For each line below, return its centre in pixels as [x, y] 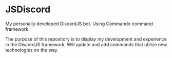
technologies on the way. [32, 50]
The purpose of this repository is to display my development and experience [86, 39]
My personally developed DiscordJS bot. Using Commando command [79, 24]
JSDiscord [28, 9]
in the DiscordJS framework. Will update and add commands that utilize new [86, 44]
